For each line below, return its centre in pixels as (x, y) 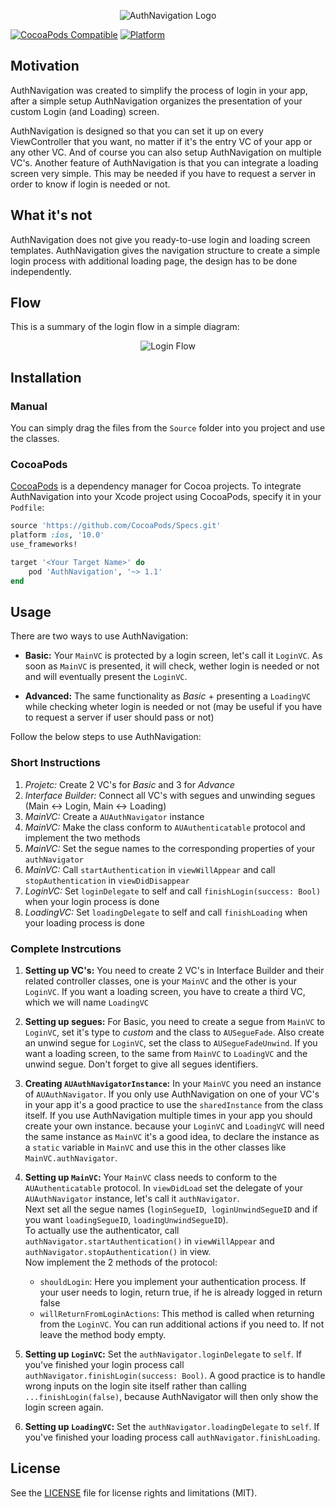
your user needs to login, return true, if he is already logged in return (181, 1292)
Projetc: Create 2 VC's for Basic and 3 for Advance (129, 784)
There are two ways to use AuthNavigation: (99, 636)
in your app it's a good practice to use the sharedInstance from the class (174, 1105)
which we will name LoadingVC (86, 1002)
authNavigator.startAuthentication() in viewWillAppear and (149, 1241)
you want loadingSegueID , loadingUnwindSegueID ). (126, 1220)
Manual (29, 406)
